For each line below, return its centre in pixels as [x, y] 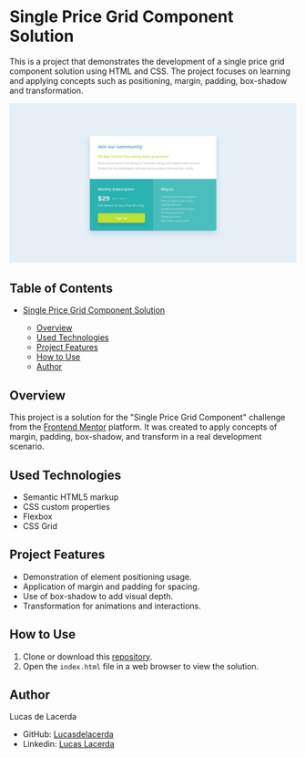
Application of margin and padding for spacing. [111, 587]
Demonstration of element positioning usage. [107, 576]
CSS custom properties [66, 506]
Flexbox [37, 516]
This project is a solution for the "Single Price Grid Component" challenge [147, 418]
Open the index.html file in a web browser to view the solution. [141, 666]
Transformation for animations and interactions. [112, 606]
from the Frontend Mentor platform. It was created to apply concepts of [143, 427]
